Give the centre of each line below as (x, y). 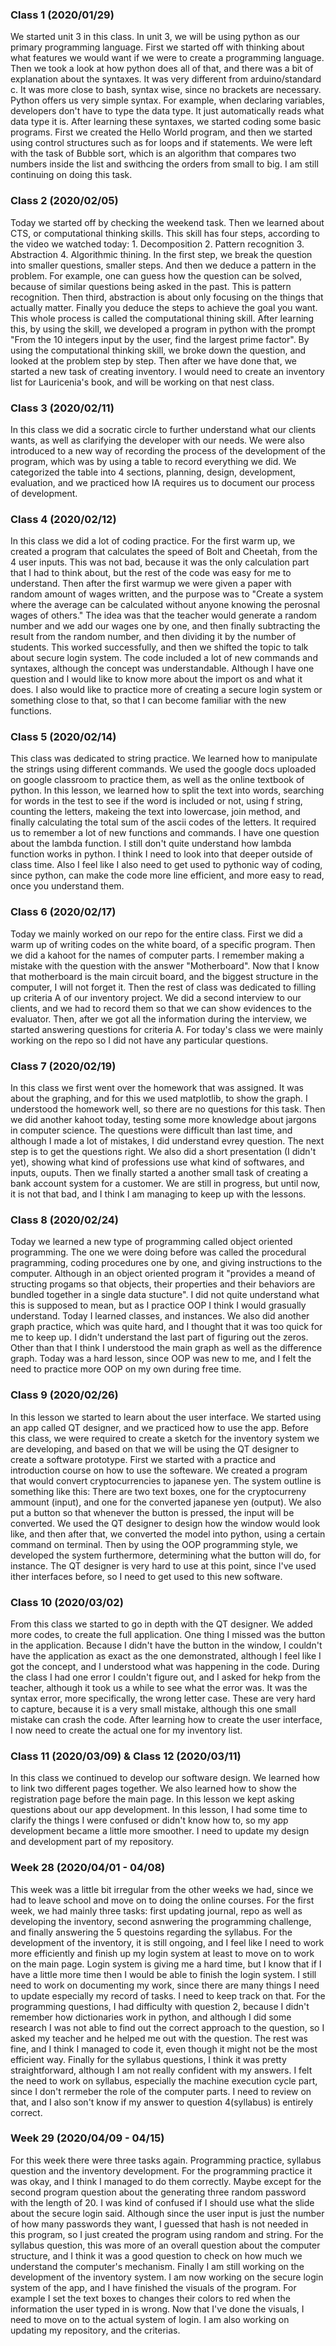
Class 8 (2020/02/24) (64, 1220)
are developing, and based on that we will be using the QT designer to (155, 1449)
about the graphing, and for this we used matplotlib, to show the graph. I (159, 1099)
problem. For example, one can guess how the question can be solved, (156, 275)
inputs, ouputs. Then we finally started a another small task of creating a (159, 1173)
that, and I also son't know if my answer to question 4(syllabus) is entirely (162, 2102)
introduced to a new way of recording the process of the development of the (168, 450)
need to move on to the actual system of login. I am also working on (150, 2319)
